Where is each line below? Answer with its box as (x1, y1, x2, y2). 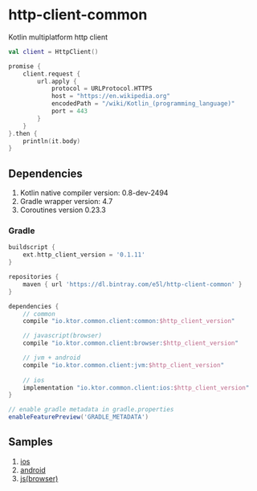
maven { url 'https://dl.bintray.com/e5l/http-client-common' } (22, 280, 243, 288)
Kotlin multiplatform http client (8, 32, 108, 42)
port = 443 (51, 107, 88, 116)
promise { (8, 62, 42, 70)
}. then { (8, 129, 38, 137)
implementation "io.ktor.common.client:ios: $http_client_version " (22, 383, 250, 391)
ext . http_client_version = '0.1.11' (22, 251, 146, 259)
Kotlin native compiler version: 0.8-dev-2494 (19, 188, 169, 198)
